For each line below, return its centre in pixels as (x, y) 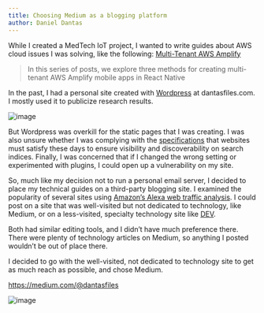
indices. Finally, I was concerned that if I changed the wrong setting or (122, 156)
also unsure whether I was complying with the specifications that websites (129, 140)
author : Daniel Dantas (45, 23)
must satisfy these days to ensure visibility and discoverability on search (126, 148)
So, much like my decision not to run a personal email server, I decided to (127, 180)
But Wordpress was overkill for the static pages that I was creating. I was (126, 132)
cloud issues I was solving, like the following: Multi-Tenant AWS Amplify (125, 54)
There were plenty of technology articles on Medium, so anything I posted (128, 237)
